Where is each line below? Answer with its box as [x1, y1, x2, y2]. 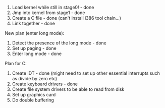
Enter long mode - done [12, 50, 62, 57]
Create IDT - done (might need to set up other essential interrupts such [12, 70, 160, 76]
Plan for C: [5, 61, 27, 66]
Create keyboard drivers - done [12, 81, 78, 87]
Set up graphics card [12, 92, 56, 97]
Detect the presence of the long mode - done [12, 40, 106, 46]
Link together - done [12, 20, 55, 26]
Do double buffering [12, 97, 54, 103]
